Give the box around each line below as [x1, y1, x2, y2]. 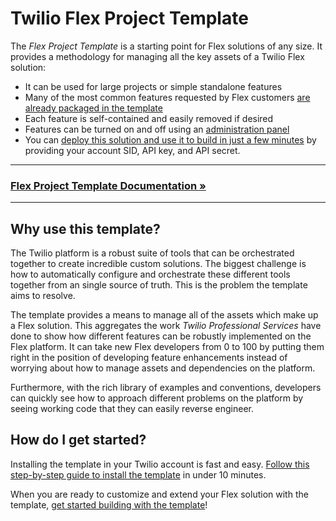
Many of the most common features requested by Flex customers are [24, 91, 311, 103]
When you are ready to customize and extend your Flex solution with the [10, 488, 309, 500]
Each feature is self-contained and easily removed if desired [24, 112, 274, 124]
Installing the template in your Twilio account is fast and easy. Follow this [10, 458, 310, 470]
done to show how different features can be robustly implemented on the [10, 330, 312, 342]
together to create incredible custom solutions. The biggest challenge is [10, 258, 307, 270]
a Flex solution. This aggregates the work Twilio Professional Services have [10, 320, 322, 332]
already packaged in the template [24, 102, 163, 114]
